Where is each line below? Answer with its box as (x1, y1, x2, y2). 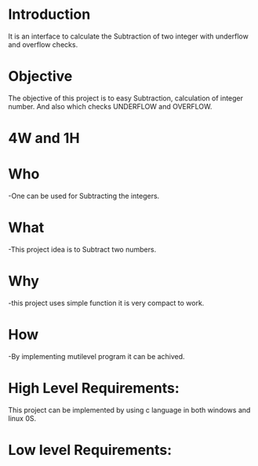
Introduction (8, 6, 91, 24)
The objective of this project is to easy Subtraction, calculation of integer (8, 93, 244, 103)
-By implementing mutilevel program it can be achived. (8, 351, 186, 361)
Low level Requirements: (8, 441, 173, 459)
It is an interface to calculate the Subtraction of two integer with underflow (8, 31, 249, 41)
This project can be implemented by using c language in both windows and (8, 405, 251, 414)
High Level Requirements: (8, 380, 180, 397)
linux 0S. (8, 413, 37, 423)
